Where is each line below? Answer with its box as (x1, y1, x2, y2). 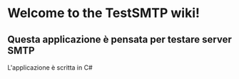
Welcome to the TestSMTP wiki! (7, 5, 200, 21)
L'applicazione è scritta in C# (7, 63, 93, 72)
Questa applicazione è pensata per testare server (7, 33, 232, 46)
